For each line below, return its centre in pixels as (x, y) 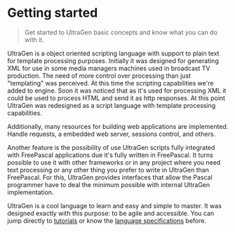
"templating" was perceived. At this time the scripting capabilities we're (110, 83)
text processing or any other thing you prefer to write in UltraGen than (108, 170)
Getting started (53, 13)
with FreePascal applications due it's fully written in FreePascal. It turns (110, 155)
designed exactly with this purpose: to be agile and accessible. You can (111, 213)
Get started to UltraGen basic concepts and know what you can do (121, 32)
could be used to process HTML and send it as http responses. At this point (116, 98)
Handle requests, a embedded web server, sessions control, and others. (112, 134)
